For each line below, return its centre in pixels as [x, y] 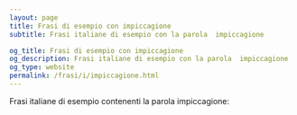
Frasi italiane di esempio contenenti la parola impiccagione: [120, 101]
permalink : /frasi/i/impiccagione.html [84, 76]
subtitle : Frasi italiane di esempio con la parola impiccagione [137, 34]
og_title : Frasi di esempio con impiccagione [96, 50]
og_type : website [42, 67]
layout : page [34, 18]
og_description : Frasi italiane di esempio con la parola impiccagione [149, 59]
